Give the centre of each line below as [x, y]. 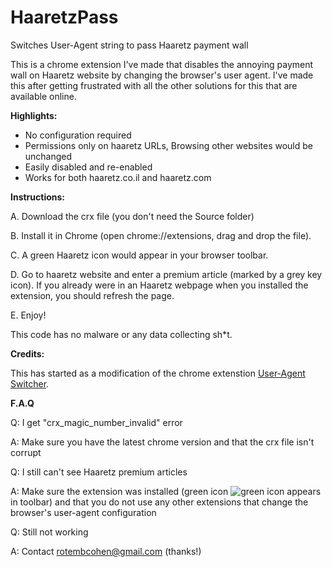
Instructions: [38, 197]
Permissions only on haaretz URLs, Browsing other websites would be [168, 145]
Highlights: [34, 115]
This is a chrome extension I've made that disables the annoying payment [162, 64]
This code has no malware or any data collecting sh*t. [121, 334]
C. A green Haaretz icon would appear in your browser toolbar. [139, 255]
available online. [43, 96]
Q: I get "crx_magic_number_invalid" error [96, 422]
